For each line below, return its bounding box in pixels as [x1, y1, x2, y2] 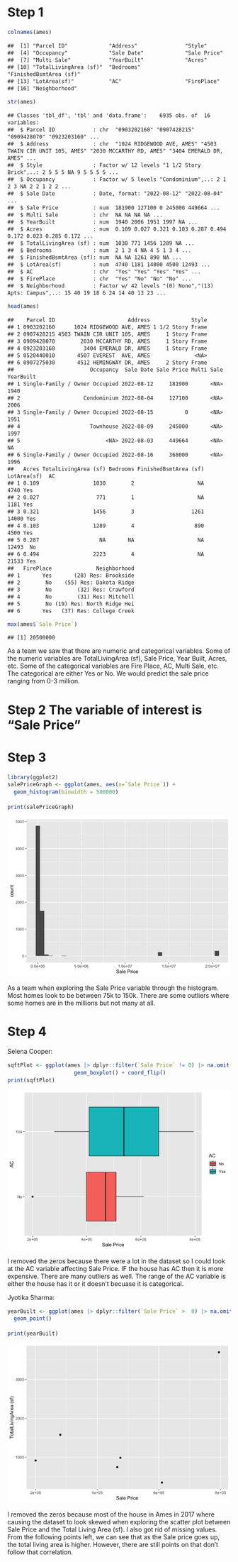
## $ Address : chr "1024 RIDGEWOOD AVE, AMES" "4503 [7, 140, 217, 148]
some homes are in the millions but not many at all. [7, 999, 156, 1007]
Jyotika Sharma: [7, 1293, 55, 1302]
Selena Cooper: [7, 1047, 53, 1055]
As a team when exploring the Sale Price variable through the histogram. [7, 984, 219, 992]
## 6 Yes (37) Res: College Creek [7, 607, 135, 615]
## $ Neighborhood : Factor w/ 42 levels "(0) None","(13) [7, 282, 214, 290]
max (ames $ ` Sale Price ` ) [7, 620, 78, 628]
